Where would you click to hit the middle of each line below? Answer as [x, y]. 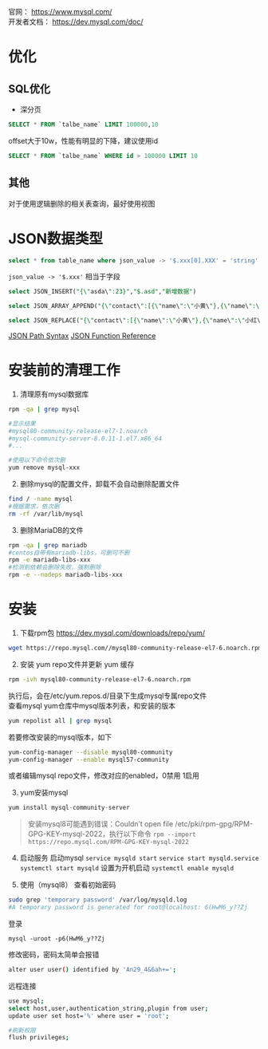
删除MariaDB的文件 [51, 530]
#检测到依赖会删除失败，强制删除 [55, 568]
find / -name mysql [41, 499]
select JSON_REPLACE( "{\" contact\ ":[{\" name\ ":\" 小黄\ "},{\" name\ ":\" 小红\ [134, 321]
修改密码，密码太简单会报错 [54, 954]
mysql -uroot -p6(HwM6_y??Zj [57, 939]
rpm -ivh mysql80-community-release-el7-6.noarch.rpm [100, 679]
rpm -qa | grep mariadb [48, 545]
